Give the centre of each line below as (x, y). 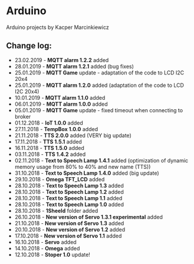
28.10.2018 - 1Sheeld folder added (56, 210)
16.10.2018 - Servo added (45, 242)
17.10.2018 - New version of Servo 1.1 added (68, 236)
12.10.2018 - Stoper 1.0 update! (52, 255)
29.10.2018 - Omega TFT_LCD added (60, 179)
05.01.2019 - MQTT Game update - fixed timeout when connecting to (99, 110)
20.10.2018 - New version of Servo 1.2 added (70, 229)
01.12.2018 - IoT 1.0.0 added (49, 123)
